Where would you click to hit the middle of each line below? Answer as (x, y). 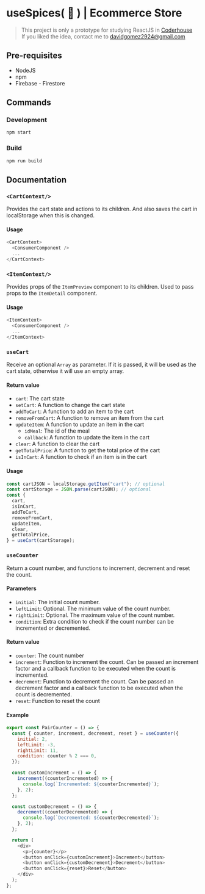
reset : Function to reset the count (58, 701)
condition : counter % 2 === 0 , (57, 756)
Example (18, 715)
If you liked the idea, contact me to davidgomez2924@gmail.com (103, 36)
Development (27, 120)
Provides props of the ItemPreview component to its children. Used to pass (100, 287)
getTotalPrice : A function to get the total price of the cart (88, 450)
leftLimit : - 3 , (37, 744)
